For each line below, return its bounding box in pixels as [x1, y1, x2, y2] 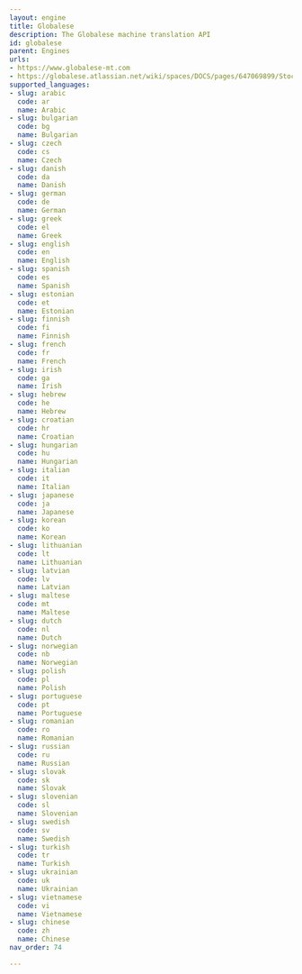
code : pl [17, 675, 50, 684]
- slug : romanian [9, 717, 75, 726]
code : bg [17, 123, 50, 132]
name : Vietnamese [17, 909, 83, 919]
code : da [17, 172, 50, 181]
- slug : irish [9, 365, 63, 374]
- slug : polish [9, 667, 67, 676]
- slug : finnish [9, 314, 70, 324]
